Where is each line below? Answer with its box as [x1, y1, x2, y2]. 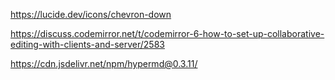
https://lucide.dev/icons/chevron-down [10, 9, 172, 20]
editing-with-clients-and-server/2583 [10, 39, 165, 50]
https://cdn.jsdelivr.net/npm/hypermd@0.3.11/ [10, 58, 198, 69]
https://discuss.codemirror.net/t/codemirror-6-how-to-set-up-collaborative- [10, 28, 325, 39]
